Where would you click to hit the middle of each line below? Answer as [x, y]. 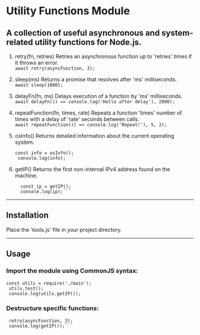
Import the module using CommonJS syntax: [72, 271]
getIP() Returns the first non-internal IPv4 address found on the [93, 169]
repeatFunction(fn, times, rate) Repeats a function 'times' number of [99, 113]
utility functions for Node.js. [88, 42]
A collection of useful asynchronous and [83, 33]
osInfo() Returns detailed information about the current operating [94, 136]
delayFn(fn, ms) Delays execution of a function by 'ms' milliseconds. [99, 96]
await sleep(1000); [39, 85]
